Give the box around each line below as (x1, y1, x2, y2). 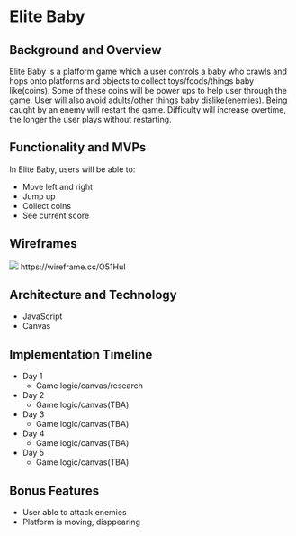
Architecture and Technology (9, 287, 177, 303)
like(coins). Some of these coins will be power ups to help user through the (9, 86, 288, 95)
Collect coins (22, 200, 72, 211)
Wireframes (9, 236, 78, 251)
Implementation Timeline (9, 347, 153, 362)
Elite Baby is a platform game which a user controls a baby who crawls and (9, 66, 288, 77)
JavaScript (22, 311, 63, 322)
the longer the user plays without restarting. (9, 114, 173, 124)
